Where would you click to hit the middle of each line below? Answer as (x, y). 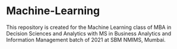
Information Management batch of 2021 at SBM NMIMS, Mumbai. (86, 40)
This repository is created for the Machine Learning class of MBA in (89, 27)
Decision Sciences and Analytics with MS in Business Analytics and (89, 33)
